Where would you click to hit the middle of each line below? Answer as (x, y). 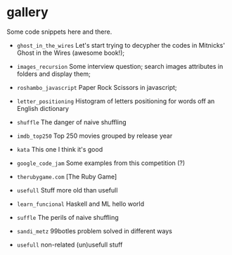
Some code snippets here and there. (59, 32)
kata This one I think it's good (60, 149)
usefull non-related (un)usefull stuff (70, 244)
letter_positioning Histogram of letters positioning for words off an (116, 101)
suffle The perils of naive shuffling (67, 217)
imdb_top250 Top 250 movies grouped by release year (95, 136)
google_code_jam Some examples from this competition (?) (101, 163)
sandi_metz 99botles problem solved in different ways (95, 231)
